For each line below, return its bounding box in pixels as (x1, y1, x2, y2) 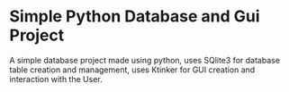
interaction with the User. (9, 73, 103, 84)
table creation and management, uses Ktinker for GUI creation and (9, 64, 256, 75)
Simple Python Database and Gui (9, 6, 260, 27)
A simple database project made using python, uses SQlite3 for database (9, 54, 281, 65)
